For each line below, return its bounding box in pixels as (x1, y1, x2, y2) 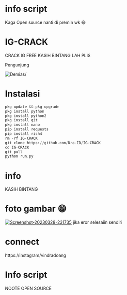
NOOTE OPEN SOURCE (5, 285, 52, 292)
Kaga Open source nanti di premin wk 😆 (5, 19, 86, 25)
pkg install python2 (5, 113, 47, 118)
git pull (5, 149, 23, 154)
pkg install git (5, 118, 38, 123)
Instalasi (5, 88, 40, 99)
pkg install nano (5, 122, 40, 127)
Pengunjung (5, 62, 29, 67)
